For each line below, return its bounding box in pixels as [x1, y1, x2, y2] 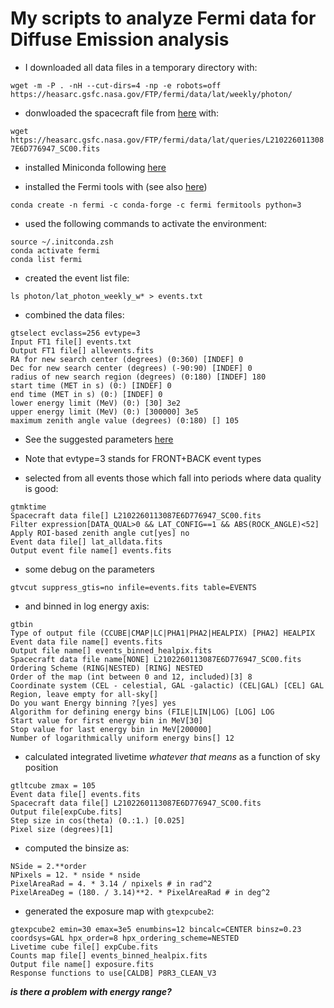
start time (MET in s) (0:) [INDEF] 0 [10, 380, 172, 391]
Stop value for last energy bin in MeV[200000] [10, 724, 213, 734]
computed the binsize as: [24, 842, 130, 854]
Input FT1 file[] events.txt [10, 337, 132, 347]
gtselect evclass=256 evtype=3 [10, 328, 141, 338]
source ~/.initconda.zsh [10, 237, 114, 247]
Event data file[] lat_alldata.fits [10, 537, 163, 547]
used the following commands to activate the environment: [24, 217, 268, 229]
